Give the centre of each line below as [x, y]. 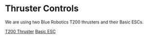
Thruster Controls [42, 9]
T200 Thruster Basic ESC [30, 31]
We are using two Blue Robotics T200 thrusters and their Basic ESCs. [74, 22]
